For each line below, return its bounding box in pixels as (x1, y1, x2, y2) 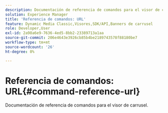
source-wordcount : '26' (5, 44, 55, 49)
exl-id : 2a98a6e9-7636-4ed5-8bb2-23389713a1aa (5, 30, 104, 35)
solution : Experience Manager (5, 12, 68, 17)
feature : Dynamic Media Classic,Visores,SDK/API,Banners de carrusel (5, 21, 153, 26)
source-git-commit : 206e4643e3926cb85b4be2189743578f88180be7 (5, 35, 137, 40)
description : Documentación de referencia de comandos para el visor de (5, 7, 160, 12)
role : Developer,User (5, 26, 50, 31)
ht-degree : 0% (5, 49, 35, 54)
